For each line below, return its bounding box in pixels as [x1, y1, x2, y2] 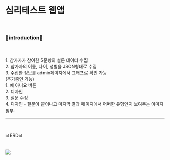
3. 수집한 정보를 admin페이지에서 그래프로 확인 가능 [5, 70, 107, 76]
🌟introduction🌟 [5, 34, 44, 41]
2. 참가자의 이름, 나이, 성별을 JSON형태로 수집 [5, 64, 97, 70]
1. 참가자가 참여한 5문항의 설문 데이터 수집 [5, 57, 88, 63]
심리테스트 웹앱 [5, 5, 65, 16]
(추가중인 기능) [5, 76, 34, 82]
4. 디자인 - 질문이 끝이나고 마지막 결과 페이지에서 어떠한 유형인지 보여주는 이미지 [5, 101, 164, 108]
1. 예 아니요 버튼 [5, 82, 37, 88]
